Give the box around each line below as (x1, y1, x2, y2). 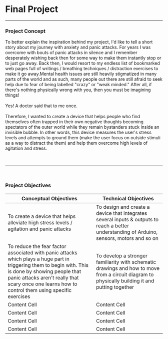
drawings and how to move (95, 264, 160, 271)
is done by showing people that (7, 268, 81, 275)
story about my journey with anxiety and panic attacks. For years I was (5, 44, 151, 51)
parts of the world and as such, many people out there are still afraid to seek (5, 76, 162, 82)
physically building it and (95, 277, 154, 284)
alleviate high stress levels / (7, 219, 72, 226)
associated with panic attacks (7, 249, 77, 256)
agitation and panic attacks (7, 225, 71, 232)
